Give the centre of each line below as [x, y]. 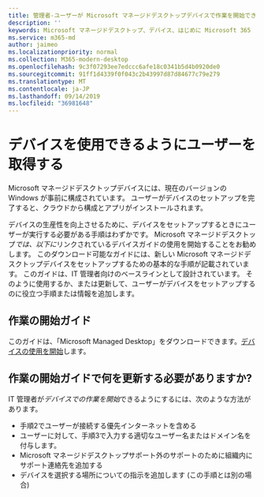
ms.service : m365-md [42, 37]
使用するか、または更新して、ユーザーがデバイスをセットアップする [145, 284]
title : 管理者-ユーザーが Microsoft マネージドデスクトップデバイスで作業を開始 [127, 15]
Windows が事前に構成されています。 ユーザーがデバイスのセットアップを [128, 198]
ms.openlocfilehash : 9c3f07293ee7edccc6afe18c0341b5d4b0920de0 [114, 67]
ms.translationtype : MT [47, 81]
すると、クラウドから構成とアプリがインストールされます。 [111, 208]
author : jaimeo [33, 45]
